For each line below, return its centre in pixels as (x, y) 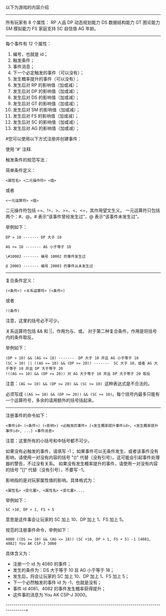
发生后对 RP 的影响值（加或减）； (46, 85)
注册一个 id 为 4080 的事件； (42, 564)
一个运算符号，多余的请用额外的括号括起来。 (51, 400)
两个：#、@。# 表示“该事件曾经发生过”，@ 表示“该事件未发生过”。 (74, 217)
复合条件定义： (21, 280)
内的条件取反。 (21, 337)
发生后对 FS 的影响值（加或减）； (46, 116)
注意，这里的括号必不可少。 (34, 321)
